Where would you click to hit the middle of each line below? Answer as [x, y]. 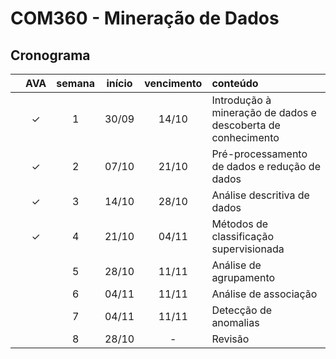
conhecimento [245, 137]
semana [75, 83]
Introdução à [241, 100]
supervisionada [248, 249]
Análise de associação [264, 294]
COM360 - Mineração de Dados [145, 18]
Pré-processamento [259, 154]
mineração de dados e [264, 112]
